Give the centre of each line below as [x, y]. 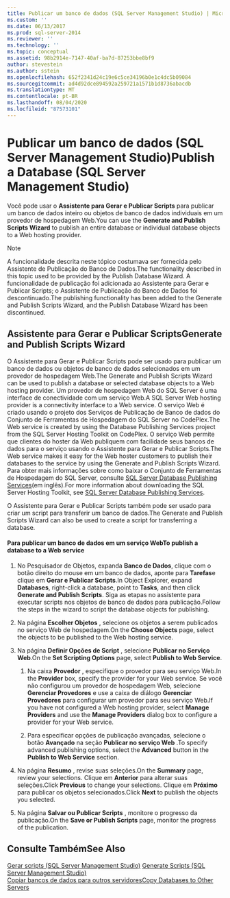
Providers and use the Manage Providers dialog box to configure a [122, 714]
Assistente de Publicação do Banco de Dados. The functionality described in [114, 269]
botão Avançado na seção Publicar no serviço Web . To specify [117, 742]
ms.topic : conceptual [38, 52]
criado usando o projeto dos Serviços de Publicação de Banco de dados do [114, 412]
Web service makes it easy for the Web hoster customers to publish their [110, 456]
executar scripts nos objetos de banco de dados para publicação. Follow [119, 602]
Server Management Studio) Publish [111, 157]
